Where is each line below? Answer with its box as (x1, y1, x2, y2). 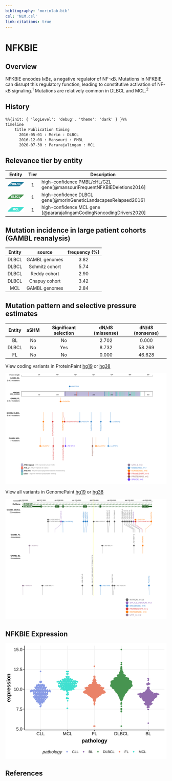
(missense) (94, 330, 119, 336)
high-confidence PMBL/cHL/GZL (41, 179, 112, 185)
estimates (5, 309, 38, 318)
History (5, 103, 30, 111)
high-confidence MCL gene (41, 204, 101, 210)
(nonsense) (134, 330, 159, 336)
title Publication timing (14, 127, 70, 132)
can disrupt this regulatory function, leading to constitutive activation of (5, 81, 156, 87)
